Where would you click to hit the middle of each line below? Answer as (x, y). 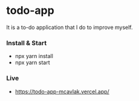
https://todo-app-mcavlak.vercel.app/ (62, 91)
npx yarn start (32, 63)
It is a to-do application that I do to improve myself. (69, 27)
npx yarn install (34, 56)
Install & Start (27, 43)
